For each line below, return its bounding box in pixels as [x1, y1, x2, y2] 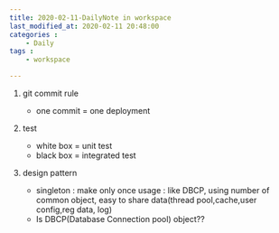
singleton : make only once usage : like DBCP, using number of [35, 185, 270, 195]
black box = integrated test [35, 150, 137, 161]
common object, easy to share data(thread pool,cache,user [35, 195, 257, 205]
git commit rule [22, 88, 79, 98]
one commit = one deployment [35, 106, 151, 116]
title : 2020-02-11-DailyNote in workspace [9, 13, 172, 23]
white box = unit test [35, 141, 113, 151]
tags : [9, 47, 34, 56]
